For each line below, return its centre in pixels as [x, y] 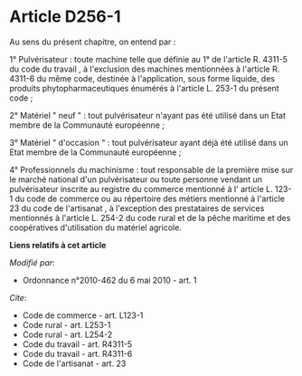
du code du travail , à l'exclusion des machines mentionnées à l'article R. [145, 69]
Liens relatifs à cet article [58, 245]
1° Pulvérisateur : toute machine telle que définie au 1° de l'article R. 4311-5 [148, 59]
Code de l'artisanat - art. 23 [74, 363]
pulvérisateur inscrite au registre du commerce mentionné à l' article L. [141, 188]
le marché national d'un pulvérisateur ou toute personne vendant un [136, 179]
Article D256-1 [65, 17]
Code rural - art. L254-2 [67, 334]
